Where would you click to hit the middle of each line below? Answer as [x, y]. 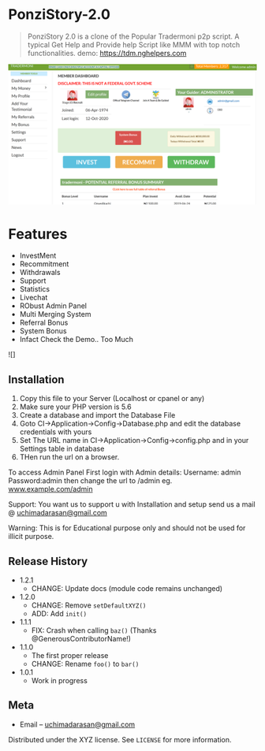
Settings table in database [62, 449]
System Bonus [43, 331]
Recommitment [44, 264]
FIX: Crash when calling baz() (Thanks [94, 630]
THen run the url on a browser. [69, 457]
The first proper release [70, 655]
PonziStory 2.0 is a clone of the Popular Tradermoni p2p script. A [133, 36]
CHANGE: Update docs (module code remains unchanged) [127, 588]
